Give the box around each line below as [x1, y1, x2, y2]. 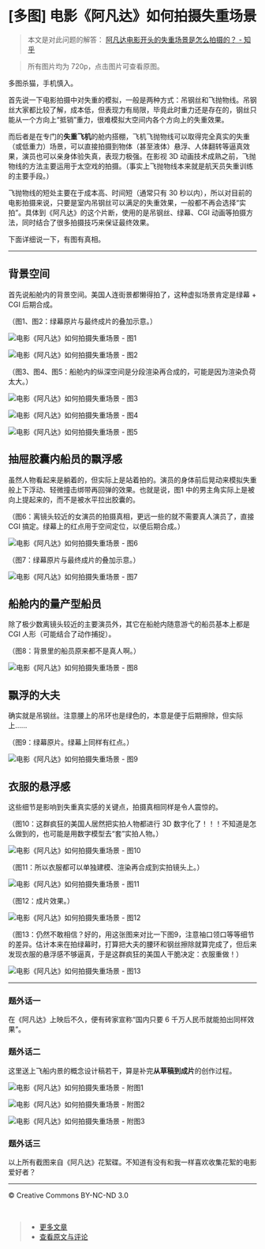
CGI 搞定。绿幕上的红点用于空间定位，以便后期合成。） [8, 521, 185, 530]
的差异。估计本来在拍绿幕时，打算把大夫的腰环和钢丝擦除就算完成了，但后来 [8, 940, 257, 949]
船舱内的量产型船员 [8, 597, 102, 610]
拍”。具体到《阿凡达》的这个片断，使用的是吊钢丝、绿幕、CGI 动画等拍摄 [8, 207, 247, 217]
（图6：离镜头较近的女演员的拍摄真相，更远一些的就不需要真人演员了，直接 [8, 511, 255, 521]
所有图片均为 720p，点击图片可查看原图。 [27, 61, 164, 71]
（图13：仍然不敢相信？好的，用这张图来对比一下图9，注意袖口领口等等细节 [8, 930, 255, 939]
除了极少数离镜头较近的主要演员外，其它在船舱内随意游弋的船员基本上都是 [8, 620, 250, 629]
